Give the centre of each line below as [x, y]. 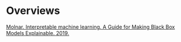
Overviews [33, 11]
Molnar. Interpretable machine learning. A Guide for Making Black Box [90, 27]
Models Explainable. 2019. [38, 33]
